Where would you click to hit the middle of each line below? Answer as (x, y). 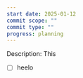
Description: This (31, 54)
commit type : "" (30, 27)
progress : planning (35, 34)
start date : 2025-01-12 (41, 14)
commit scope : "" (32, 21)
